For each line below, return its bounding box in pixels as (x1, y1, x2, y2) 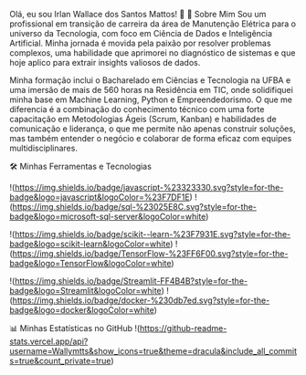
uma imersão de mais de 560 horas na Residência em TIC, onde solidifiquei (9, 85, 294, 95)
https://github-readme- (140, 323, 227, 333)
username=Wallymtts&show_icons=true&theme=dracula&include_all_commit (9, 346, 298, 356)
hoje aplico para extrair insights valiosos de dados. (9, 57, 201, 68)
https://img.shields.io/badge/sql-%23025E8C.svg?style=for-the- (12, 202, 258, 212)
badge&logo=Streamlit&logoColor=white (9, 286, 162, 296)
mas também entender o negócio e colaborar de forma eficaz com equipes (9, 133, 292, 143)
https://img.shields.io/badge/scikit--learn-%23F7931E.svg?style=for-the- (15, 229, 291, 239)
